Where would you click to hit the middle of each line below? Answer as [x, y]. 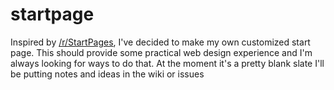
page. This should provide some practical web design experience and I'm [161, 52]
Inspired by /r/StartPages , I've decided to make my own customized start [160, 42]
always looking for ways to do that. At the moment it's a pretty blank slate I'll [167, 63]
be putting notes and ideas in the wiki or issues [107, 74]
